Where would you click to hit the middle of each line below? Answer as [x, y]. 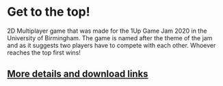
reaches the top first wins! [44, 53]
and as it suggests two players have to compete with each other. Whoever [112, 45]
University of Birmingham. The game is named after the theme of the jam [110, 38]
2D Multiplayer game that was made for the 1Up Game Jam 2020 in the [107, 31]
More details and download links [78, 74]
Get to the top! [49, 12]
